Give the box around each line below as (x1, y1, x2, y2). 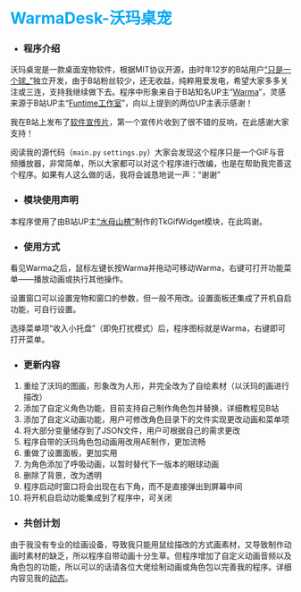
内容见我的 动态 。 (10, 572, 73, 583)
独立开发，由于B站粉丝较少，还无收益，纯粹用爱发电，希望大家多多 (32, 75, 280, 86)
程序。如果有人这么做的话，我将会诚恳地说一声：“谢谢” (17, 169, 222, 180)
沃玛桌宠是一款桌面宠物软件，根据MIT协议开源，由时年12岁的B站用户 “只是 (10, 64, 284, 75)
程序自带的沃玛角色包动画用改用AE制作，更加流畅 (22, 436, 206, 447)
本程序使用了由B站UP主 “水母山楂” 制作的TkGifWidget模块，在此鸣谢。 (10, 216, 267, 226)
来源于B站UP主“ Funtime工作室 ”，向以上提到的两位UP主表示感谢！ (10, 97, 254, 108)
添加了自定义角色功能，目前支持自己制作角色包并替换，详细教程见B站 (22, 403, 280, 414)
